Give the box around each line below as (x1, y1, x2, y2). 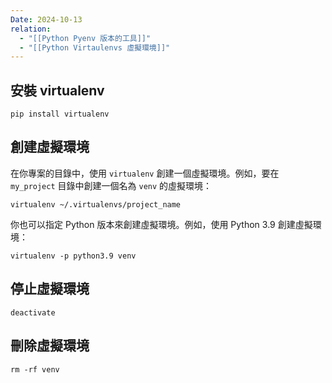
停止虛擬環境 (10, 281, 90, 298)
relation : (10, 24, 52, 34)
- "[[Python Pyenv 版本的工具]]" (19, 33, 152, 43)
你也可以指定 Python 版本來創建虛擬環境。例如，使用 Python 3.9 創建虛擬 (10, 218, 313, 230)
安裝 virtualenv (10, 82, 105, 99)
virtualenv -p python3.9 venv (10, 251, 137, 261)
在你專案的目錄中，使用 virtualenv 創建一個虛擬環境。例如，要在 (10, 167, 280, 179)
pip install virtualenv (10, 109, 110, 120)
